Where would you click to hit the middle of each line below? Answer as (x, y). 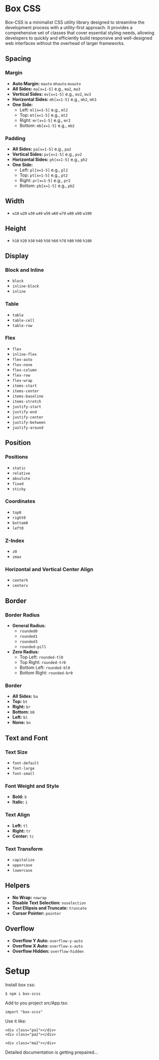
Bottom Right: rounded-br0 (46, 673)
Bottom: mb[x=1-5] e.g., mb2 (47, 125)
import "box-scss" (24, 1012)
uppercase (22, 865)
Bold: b (19, 797)
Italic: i (20, 802)
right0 (19, 518)
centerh (20, 581)
